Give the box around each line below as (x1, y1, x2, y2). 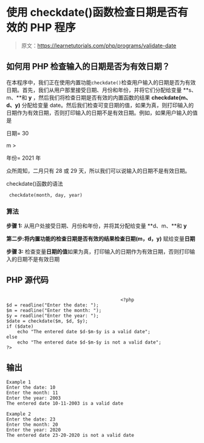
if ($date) (6, 323, 34, 330)
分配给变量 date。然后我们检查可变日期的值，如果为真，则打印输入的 (21, 101, 194, 109)
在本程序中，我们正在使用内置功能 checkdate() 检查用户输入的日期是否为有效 (6, 78, 196, 86)
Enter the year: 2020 (6, 427, 61, 433)
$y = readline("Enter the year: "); (6, 313, 99, 319)
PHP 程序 (30, 21, 76, 35)
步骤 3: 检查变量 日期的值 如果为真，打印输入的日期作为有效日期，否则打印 (6, 248, 190, 255)
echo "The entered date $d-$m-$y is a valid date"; (17, 328, 151, 334)
